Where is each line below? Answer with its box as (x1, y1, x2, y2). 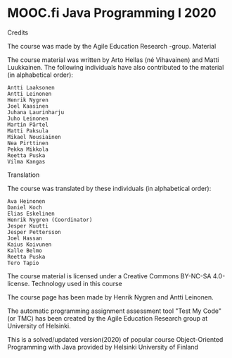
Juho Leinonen (7, 115, 49, 122)
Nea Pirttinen (7, 140, 49, 147)
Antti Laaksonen (7, 84, 55, 91)
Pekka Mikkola (7, 146, 49, 153)
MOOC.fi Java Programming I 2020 (7, 5, 217, 21)
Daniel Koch (7, 204, 42, 211)
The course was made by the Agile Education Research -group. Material (7, 42, 217, 50)
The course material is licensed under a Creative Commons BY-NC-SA (7, 271, 212, 280)
